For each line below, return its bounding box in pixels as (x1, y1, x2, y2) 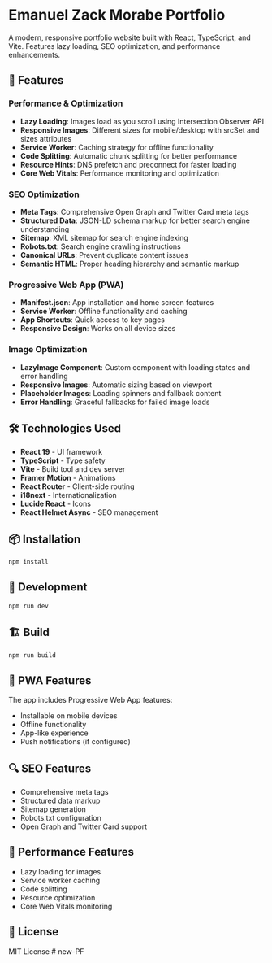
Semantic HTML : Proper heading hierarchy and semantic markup (19, 259, 240, 268)
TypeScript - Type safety (19, 455, 106, 465)
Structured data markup (19, 795, 101, 806)
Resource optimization (19, 892, 96, 902)
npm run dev (8, 602, 49, 610)
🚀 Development (8, 580, 88, 595)
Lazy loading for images (19, 866, 101, 876)
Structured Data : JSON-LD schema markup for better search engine (19, 216, 250, 225)
